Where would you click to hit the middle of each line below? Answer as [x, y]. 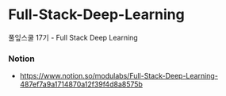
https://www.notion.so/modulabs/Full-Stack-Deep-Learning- [119, 76]
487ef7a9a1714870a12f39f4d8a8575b [81, 84]
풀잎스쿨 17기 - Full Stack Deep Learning [73, 37]
